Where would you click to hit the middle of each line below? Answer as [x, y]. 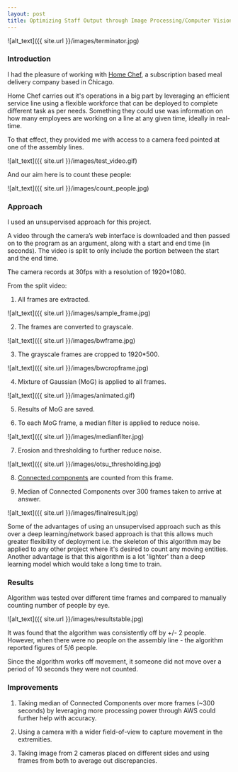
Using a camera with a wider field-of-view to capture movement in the [120, 732]
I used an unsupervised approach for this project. [79, 222]
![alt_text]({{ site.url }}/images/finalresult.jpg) [73, 513]
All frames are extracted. [53, 300]
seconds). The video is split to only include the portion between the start [113, 251]
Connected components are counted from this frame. [95, 478]
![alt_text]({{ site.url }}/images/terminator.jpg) [73, 40]
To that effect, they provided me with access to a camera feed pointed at [114, 140]
